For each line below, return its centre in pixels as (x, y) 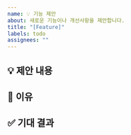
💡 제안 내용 (30, 70)
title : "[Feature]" (36, 27)
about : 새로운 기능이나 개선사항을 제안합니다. (66, 20)
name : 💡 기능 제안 (32, 14)
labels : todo (27, 34)
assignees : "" (28, 40)
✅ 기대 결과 (31, 123)
